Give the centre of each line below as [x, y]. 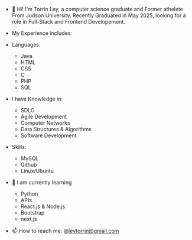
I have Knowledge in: [37, 99]
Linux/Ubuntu [37, 171]
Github [29, 165]
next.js [29, 219]
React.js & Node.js [43, 206]
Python [29, 194]
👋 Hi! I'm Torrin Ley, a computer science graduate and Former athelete [97, 9]
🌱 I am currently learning [42, 182]
